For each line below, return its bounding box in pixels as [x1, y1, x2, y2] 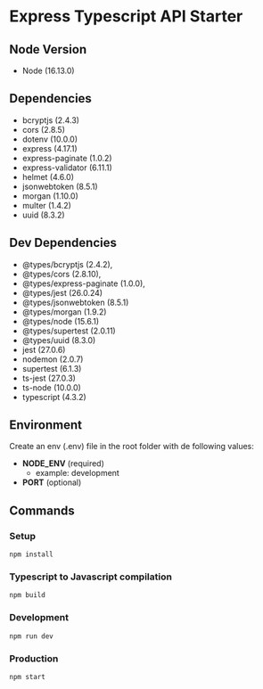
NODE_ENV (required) [21, 458, 105, 469]
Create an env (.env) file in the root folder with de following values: [9, 441, 254, 452]
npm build [9, 591, 46, 600]
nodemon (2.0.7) [21, 354, 84, 365]
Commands [9, 503, 76, 518]
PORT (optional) [21, 477, 82, 488]
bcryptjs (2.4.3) [21, 114, 80, 126]
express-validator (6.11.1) [21, 162, 113, 173]
